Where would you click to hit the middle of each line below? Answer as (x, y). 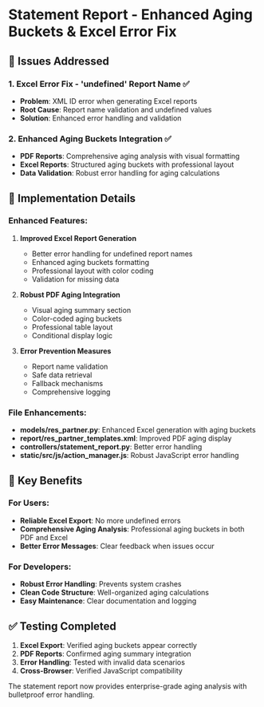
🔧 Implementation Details (72, 198)
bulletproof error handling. (51, 694)
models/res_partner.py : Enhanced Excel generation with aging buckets (138, 430)
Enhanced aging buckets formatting (91, 262)
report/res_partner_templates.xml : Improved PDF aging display (126, 438)
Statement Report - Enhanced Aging (130, 15)
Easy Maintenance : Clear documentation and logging (108, 601)
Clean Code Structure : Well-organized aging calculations (114, 593)
